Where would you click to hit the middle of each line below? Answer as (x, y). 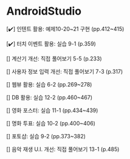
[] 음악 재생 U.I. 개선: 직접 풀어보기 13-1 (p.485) (63, 149)
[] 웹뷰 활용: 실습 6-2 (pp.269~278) (49, 84)
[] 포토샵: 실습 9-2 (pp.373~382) (46, 136)
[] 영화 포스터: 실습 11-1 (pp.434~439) (52, 110)
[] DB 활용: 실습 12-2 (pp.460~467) (50, 97)
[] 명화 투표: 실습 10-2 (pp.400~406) (51, 123)
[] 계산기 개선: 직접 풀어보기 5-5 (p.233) (54, 58)
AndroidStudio (44, 11)
